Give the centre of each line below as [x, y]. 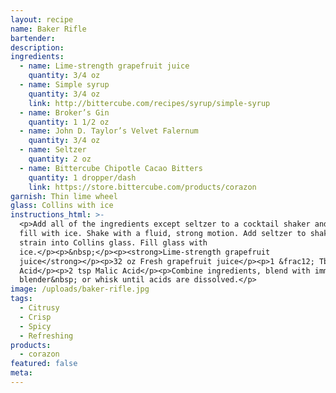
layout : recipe [42, 19]
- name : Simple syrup [64, 85]
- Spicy [35, 326]
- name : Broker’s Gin [64, 112]
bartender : [33, 38]
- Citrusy [39, 308]
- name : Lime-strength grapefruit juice [104, 66]
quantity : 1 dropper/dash [82, 177]
